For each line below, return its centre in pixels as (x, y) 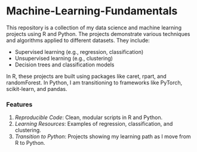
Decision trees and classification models (64, 65)
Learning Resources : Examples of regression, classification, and (94, 124)
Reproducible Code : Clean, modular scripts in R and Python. (89, 117)
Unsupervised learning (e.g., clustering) (64, 58)
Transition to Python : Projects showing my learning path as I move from (103, 136)
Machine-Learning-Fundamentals (92, 11)
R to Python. (30, 143)
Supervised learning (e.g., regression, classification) (79, 51)
